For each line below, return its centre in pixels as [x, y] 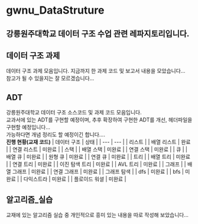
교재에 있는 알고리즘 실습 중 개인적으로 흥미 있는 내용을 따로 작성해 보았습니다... [98, 215]
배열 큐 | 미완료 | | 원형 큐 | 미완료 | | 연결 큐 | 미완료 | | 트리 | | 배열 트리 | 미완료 [98, 157]
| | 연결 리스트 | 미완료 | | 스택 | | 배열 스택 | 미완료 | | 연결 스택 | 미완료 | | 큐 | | [97, 149]
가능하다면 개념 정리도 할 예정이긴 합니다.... [56, 135]
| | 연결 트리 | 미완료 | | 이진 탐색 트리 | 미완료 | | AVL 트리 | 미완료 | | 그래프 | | [96, 164]
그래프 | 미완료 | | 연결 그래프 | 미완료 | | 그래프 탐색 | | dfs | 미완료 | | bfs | [98, 172]
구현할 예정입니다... [28, 127]
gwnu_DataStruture [55, 10]
